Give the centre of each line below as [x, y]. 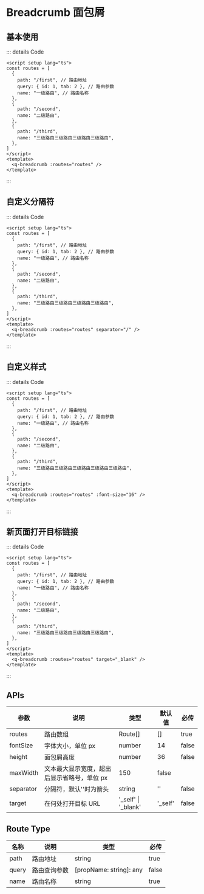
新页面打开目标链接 [42, 532]
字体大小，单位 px [70, 746]
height [19, 757]
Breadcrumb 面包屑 [56, 12]
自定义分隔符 [30, 202]
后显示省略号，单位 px [76, 778]
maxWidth [24, 773]
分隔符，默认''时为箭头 [77, 789]
